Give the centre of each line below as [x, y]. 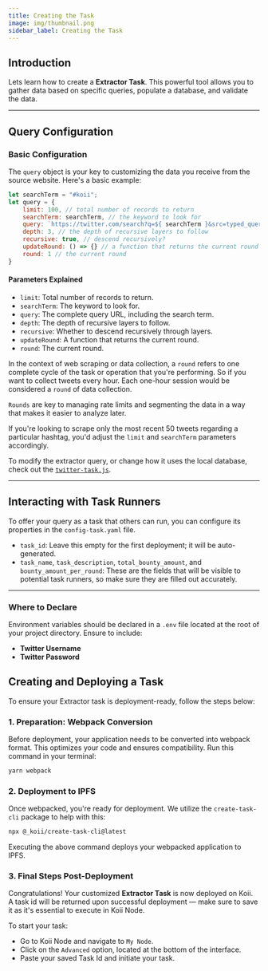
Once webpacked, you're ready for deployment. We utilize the [110, 809]
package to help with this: [63, 817]
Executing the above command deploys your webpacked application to [125, 847]
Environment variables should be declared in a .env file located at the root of [134, 624]
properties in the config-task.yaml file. [72, 529]
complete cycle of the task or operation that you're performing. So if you [127, 372]
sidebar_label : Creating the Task [66, 30]
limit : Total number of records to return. [87, 297]
